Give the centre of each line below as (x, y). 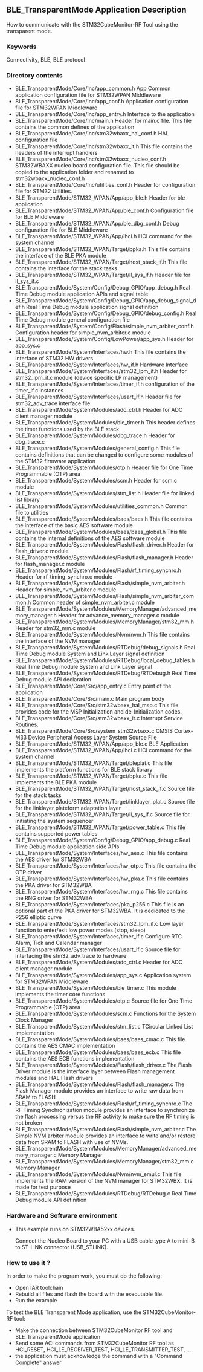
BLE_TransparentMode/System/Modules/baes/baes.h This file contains (103, 519)
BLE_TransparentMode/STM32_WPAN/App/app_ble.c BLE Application (101, 744)
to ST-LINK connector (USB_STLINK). (62, 1247)
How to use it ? (28, 1263)
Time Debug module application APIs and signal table (82, 294)
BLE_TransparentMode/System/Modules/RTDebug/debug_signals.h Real (105, 648)
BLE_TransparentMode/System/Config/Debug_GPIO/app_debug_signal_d (105, 301)
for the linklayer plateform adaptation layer (68, 808)
